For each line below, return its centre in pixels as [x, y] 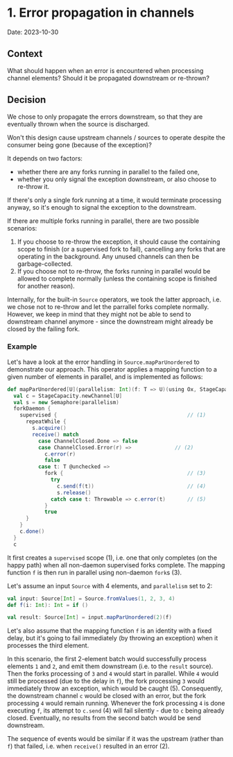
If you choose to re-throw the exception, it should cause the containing [119, 242]
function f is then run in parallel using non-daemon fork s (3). [95, 572]
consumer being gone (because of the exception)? [80, 144]
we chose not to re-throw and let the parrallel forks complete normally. [108, 306]
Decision [27, 100]
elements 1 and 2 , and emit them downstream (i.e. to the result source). [110, 666]
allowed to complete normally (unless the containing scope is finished [117, 278]
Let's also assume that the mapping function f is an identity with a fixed [110, 631]
